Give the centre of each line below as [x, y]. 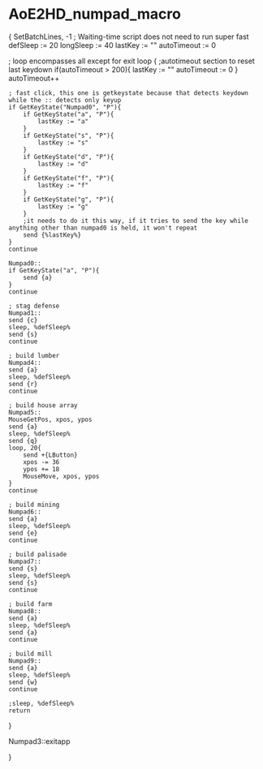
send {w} [23, 682]
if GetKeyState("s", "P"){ [69, 135]
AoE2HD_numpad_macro [95, 14]
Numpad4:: [25, 363]
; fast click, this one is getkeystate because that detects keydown [129, 93]
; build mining [34, 505]
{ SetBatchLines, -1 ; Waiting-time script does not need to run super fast [129, 37]
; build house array [43, 405]
